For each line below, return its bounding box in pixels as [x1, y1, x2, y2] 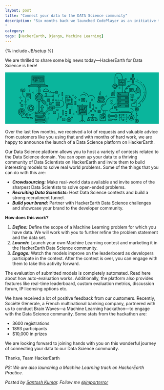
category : [5, 28, 25, 34]
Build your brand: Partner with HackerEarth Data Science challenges [12, 200, 151, 206]
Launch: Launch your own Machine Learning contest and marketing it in [12, 240, 158, 245]
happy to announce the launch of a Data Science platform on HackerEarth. [5, 139, 155, 145]
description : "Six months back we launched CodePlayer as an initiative [5, 18, 156, 23]
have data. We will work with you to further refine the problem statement [12, 230, 158, 235]
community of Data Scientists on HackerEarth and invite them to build [5, 159, 145, 165]
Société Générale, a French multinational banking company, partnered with [5, 301, 156, 306]
